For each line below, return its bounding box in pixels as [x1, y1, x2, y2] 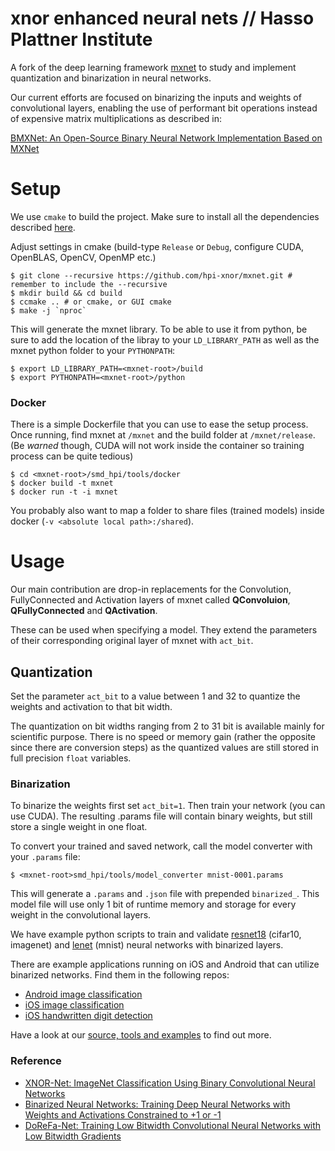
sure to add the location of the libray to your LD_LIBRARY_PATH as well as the [10, 333, 320, 346]
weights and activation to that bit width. [10, 700, 173, 712]
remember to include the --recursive [10, 279, 168, 289]
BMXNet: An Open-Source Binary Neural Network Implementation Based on [10, 132, 323, 144]
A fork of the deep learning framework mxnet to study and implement [10, 61, 297, 73]
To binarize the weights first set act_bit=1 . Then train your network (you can [10, 800, 326, 812]
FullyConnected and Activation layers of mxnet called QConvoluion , [10, 594, 291, 606]
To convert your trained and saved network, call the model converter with [10, 840, 313, 852]
